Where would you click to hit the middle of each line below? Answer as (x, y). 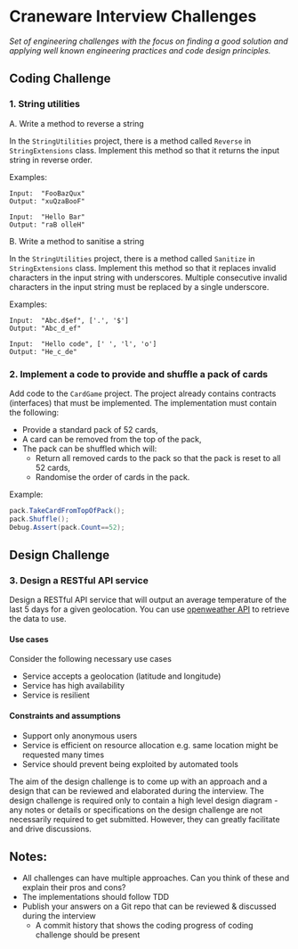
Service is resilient (56, 695)
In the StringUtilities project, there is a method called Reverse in (130, 141)
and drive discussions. (50, 829)
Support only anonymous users (80, 735)
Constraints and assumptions (65, 716)
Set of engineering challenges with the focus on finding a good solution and (149, 41)
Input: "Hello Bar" (48, 217)
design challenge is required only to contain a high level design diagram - (144, 800)
